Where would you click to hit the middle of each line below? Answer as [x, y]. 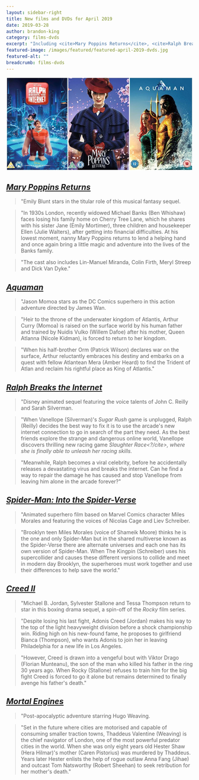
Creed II [21, 589]
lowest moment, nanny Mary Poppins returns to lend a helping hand [103, 238]
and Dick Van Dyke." [46, 269]
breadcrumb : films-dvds [36, 62]
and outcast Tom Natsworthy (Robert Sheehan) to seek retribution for [105, 765]
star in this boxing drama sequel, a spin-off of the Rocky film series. [103, 609]
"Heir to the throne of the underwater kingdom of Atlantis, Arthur [99, 319]
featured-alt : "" [28, 56]
